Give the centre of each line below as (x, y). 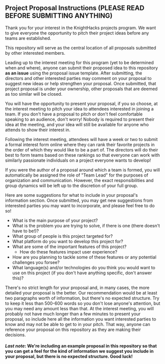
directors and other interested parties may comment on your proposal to (78, 78)
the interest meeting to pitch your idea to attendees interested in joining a (80, 109)
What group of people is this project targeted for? (63, 236)
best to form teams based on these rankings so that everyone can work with (82, 155)
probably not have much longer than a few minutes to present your (73, 314)
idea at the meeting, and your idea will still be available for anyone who (77, 124)
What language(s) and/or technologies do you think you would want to (84, 267)
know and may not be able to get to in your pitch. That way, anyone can (78, 324)
